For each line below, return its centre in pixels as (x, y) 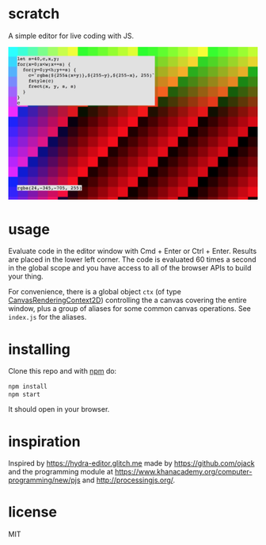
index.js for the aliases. (47, 317)
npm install (28, 387)
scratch (34, 14)
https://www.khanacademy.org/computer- (183, 472)
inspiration (44, 441)
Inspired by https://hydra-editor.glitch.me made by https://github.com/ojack (131, 463)
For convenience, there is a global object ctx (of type (95, 292)
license (33, 512)
